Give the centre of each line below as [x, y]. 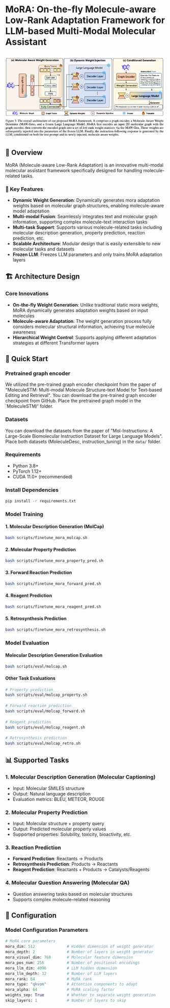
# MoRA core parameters [31, 941]
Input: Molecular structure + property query [58, 824]
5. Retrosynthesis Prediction [36, 618]
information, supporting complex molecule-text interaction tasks [80, 222]
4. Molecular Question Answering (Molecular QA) [67, 883]
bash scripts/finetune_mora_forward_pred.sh [53, 584]
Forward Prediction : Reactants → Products [58, 859]
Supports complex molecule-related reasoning [61, 899]
